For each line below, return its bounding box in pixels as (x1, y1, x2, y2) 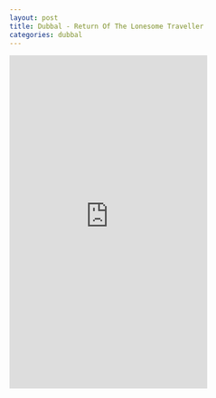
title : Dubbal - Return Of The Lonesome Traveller (9, 22, 204, 31)
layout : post (9, 13, 59, 23)
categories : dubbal (9, 30, 83, 39)
